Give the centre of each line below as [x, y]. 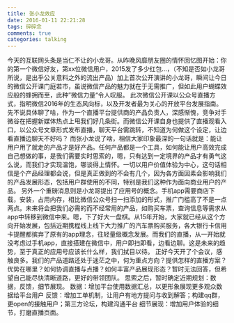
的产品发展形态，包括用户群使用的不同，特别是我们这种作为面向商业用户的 [114, 182]
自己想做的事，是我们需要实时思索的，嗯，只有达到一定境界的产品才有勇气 [114, 156]
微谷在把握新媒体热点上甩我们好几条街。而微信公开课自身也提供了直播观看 [114, 121]
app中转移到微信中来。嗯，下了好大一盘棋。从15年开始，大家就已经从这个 [114, 217]
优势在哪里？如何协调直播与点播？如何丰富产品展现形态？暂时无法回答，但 [114, 269]
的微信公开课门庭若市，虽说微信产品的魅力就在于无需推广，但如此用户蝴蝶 [114, 86]
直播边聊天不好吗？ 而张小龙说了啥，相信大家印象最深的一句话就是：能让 [118, 139]
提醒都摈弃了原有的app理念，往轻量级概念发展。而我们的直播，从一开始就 [119, 235]
